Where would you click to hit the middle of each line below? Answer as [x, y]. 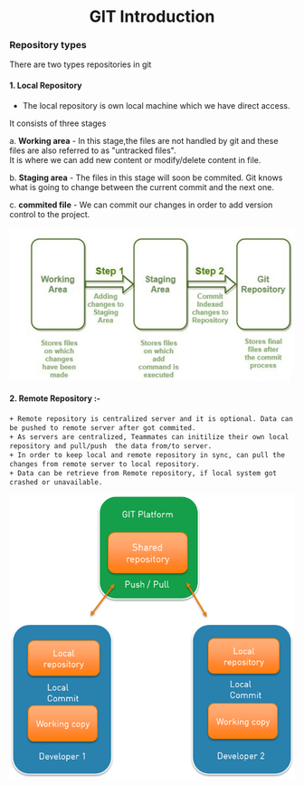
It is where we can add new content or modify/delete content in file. [135, 159]
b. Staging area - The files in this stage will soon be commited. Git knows [146, 177]
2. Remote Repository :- [55, 398]
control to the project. [50, 214]
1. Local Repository [46, 86]
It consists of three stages [58, 123]
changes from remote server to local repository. [105, 465]
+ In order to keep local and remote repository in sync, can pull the [147, 455]
